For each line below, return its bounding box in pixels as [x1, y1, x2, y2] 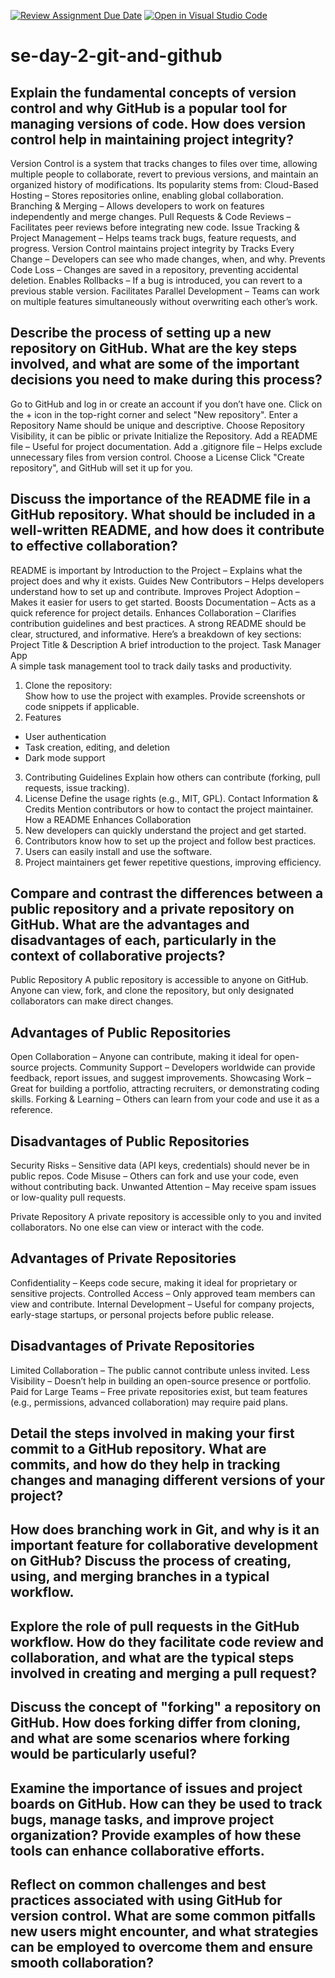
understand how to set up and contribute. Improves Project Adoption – [10, 585, 300, 597]
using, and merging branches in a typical [10, 1568, 270, 1585]
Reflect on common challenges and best [10, 1876, 267, 1894]
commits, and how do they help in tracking [10, 1456, 281, 1474]
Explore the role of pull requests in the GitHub [10, 1618, 300, 1635]
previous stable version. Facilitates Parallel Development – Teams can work [10, 285, 320, 297]
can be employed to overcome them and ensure [10, 1939, 313, 1956]
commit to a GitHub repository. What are [10, 1441, 267, 1458]
